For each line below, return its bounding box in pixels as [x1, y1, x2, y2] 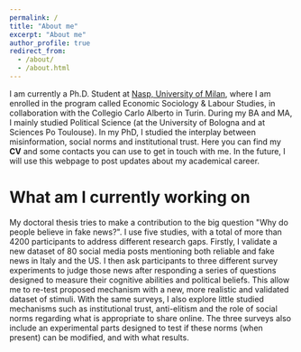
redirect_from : [9, 47, 67, 56]
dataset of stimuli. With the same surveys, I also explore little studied [9, 293, 264, 304]
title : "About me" [9, 22, 78, 31]
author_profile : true [9, 38, 91, 48]
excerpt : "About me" [9, 30, 87, 39]
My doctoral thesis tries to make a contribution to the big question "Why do [9, 217, 288, 227]
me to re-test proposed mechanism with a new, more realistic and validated [9, 283, 289, 294]
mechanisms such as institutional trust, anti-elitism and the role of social [9, 303, 278, 314]
